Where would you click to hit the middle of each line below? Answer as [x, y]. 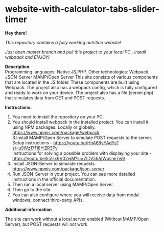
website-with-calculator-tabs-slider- [82, 9]
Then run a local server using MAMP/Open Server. [63, 184]
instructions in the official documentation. [54, 179]
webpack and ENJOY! [27, 57]
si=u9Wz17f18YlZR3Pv [35, 148]
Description [17, 67]
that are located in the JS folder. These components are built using [72, 82]
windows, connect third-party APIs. [48, 200]
